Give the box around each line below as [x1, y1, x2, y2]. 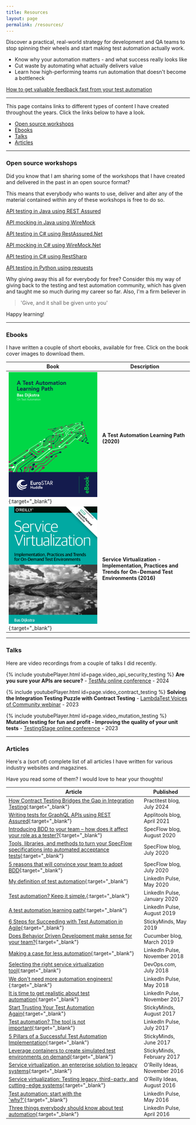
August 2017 [143, 1010, 176, 1017]
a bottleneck [14, 75, 45, 82]
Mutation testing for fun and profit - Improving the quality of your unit [6, 718, 178, 725]
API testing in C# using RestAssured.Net [6, 230, 103, 237]
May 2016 [143, 1096, 169, 1103]
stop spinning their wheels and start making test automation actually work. [6, 44, 185, 52]
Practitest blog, [143, 797, 180, 804]
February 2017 [143, 1053, 181, 1060]
